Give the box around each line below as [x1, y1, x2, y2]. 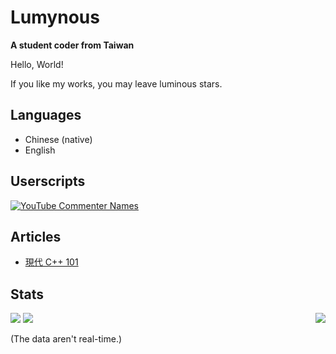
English [24, 144, 56, 156]
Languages [10, 107, 82, 124]
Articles [10, 228, 62, 245]
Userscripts [10, 173, 86, 190]
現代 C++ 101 [24, 256, 79, 268]
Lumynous [10, 6, 100, 29]
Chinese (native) [24, 133, 93, 145]
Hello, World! [10, 58, 64, 70]
